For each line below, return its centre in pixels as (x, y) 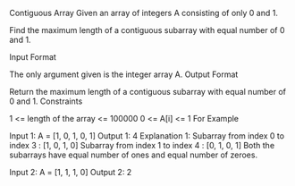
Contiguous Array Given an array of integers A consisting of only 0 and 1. (144, 13)
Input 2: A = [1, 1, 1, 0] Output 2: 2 (71, 172)
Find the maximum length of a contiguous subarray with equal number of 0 (147, 30)
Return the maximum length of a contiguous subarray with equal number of (148, 92)
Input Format (33, 57)
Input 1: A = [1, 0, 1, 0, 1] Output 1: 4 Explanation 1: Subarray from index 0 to (147, 136)
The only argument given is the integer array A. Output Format (124, 74)
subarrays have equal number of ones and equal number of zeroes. (133, 155)
